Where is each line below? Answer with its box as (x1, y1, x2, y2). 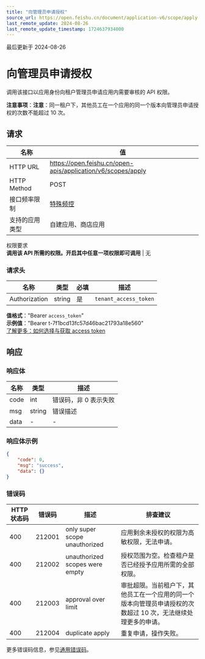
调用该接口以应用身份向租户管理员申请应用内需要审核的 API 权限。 (6, 88, 173, 96)
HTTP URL (9, 163, 40, 171)
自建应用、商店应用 (49, 220, 105, 229)
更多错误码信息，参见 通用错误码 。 (6, 646, 92, 653)
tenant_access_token (94, 295, 154, 303)
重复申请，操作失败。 (121, 629, 182, 638)
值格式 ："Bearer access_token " (6, 312, 84, 319)
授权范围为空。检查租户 (121, 551, 189, 560)
